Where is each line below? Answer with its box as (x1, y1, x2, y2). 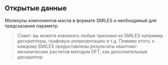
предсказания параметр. (5, 23, 59, 29)
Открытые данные (5, 4, 67, 13)
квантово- (116, 43, 138, 49)
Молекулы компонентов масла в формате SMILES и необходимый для (5, 17, 157, 23)
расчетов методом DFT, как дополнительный (49, 48, 147, 54)
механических (17, 48, 49, 54)
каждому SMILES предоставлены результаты (17, 43, 115, 49)
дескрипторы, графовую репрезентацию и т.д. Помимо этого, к (17, 38, 155, 44)
